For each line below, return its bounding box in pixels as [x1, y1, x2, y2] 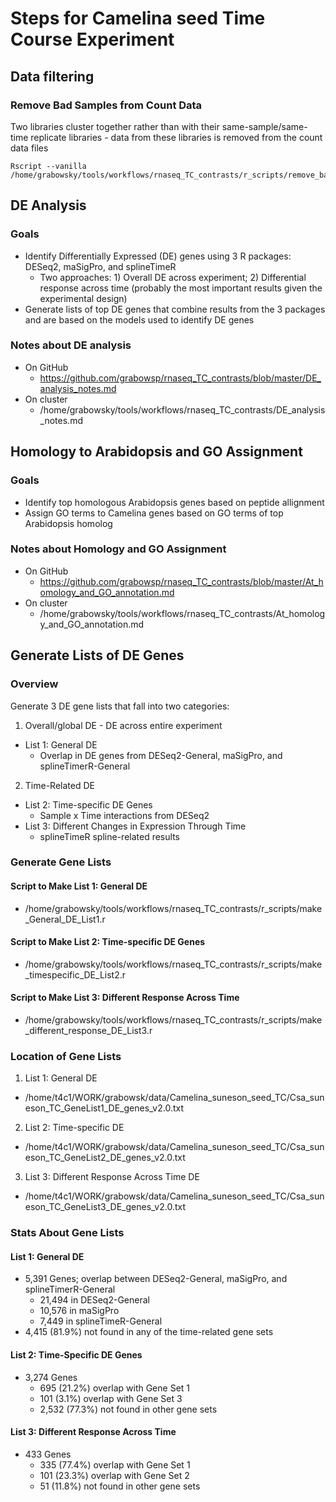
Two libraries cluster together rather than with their [10, 120, 220, 132]
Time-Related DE [24, 779, 95, 791]
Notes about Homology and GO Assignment [10, 542, 227, 556]
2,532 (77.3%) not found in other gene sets [39, 1403, 218, 1415]
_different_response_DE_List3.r [24, 1025, 153, 1037]
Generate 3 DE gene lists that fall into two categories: [10, 700, 230, 712]
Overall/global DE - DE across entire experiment [24, 719, 223, 731]
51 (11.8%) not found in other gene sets [39, 1480, 201, 1492]
